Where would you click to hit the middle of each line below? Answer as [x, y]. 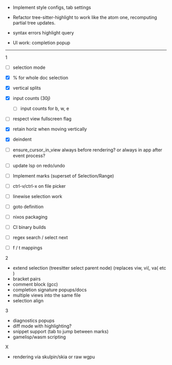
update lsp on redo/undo [39, 165]
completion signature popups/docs [50, 290]
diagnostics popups [34, 321]
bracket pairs [27, 279]
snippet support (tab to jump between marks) [61, 332]
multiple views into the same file [47, 295]
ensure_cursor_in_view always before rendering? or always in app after [88, 150]
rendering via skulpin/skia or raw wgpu [54, 357]
